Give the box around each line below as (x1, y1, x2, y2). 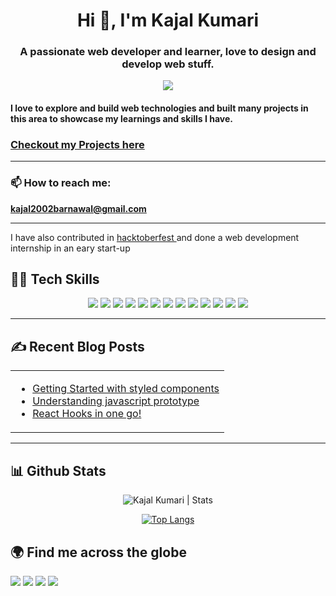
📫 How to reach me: (10, 176, 112, 190)
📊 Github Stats (10, 462, 107, 479)
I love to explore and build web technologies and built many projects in (10, 102, 309, 114)
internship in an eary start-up (10, 242, 131, 254)
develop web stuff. (121, 57, 215, 71)
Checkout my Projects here (10, 138, 145, 151)
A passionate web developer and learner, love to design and (19, 45, 317, 59)
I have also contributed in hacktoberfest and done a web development (10, 231, 300, 243)
